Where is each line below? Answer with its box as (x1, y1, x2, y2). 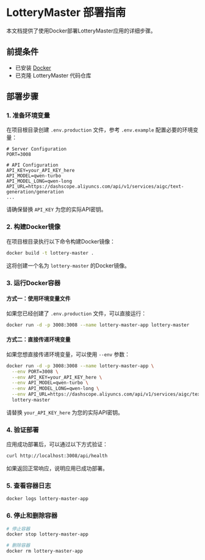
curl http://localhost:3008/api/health (6, 453, 108, 459)
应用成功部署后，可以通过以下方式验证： (6, 441, 108, 448)
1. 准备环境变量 (6, 111, 51, 120)
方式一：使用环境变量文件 (6, 295, 71, 302)
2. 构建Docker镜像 (6, 223, 61, 231)
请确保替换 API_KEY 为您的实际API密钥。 (6, 206, 107, 213)
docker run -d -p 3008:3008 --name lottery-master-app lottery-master (6, 322, 190, 328)
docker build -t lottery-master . (6, 250, 95, 256)
